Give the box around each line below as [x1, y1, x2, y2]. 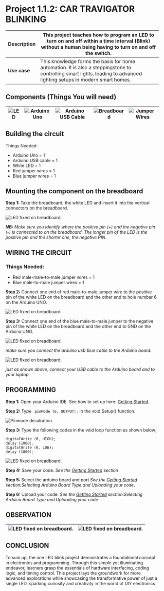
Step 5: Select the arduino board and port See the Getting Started [5, 477, 138, 483]
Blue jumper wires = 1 [12, 173, 56, 179]
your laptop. [5, 372, 30, 378]
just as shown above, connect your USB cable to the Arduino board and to [5, 367, 155, 372]
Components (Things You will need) [5, 93, 116, 101]
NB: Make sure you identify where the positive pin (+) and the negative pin [5, 224, 155, 230]
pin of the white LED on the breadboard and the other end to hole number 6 [5, 294, 157, 300]
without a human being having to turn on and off [41, 43, 156, 50]
